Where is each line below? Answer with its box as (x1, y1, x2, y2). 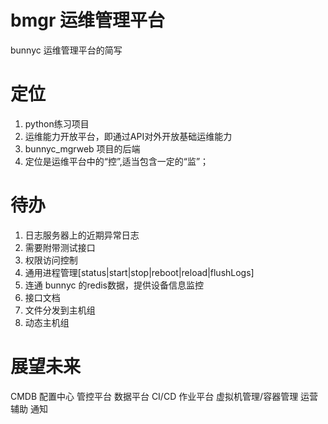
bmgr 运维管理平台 (10, 9, 165, 32)
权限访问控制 (24, 254, 78, 266)
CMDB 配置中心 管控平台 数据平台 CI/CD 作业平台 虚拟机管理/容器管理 (10, 390, 299, 402)
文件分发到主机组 (24, 304, 96, 316)
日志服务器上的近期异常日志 (24, 229, 140, 241)
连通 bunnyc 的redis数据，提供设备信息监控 (24, 279, 205, 291)
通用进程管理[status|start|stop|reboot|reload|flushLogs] (24, 266, 255, 278)
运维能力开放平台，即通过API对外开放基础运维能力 (24, 130, 233, 142)
